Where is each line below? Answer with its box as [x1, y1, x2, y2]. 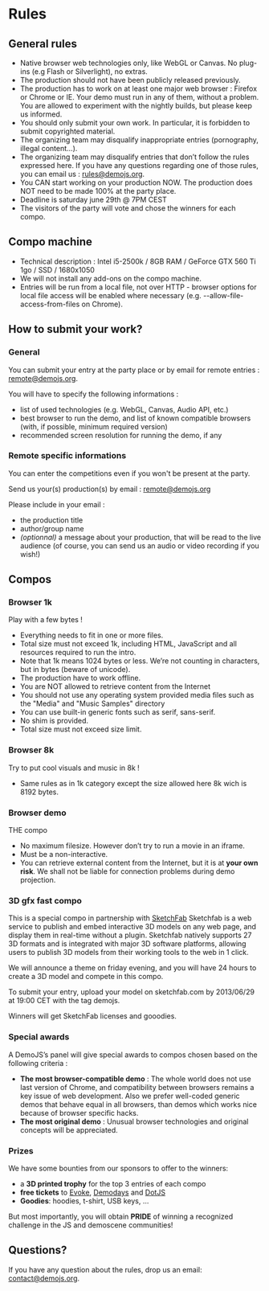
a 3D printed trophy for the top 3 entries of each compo [19, 1178, 206, 1188]
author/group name [19, 523, 84, 533]
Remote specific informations [8, 450, 127, 461]
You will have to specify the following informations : [8, 389, 179, 399]
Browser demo [8, 807, 67, 818]
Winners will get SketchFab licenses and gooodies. [8, 1011, 177, 1021]
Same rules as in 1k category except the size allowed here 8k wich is [19, 778, 247, 788]
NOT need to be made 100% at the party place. [19, 186, 177, 195]
